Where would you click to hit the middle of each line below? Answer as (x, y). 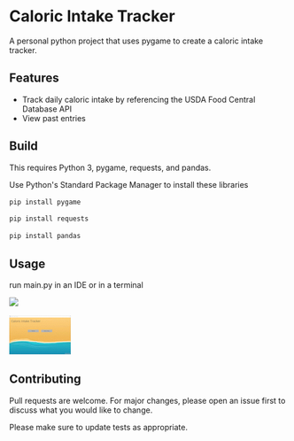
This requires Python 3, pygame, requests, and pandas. (110, 167)
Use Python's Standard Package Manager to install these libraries (129, 184)
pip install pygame (45, 202)
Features (34, 78)
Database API (47, 109)
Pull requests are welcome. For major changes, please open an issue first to (147, 400)
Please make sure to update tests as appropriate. (99, 427)
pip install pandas (45, 236)
